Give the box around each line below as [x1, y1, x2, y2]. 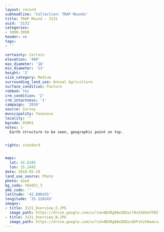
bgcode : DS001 [5, 120, 34, 125]
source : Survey [5, 107, 36, 112]
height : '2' [5, 70, 29, 76]
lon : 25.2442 [9, 165, 36, 170]
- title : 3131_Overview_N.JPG [5, 214, 67, 220]
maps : [5, 156, 16, 161]
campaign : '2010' [5, 102, 41, 107]
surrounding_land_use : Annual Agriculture [5, 80, 93, 84]
